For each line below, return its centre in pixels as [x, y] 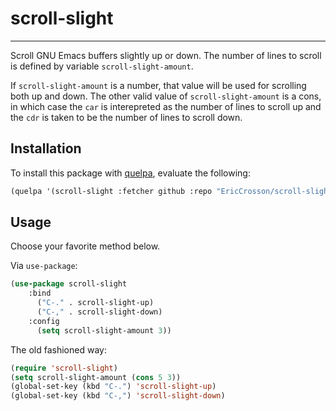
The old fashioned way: [58, 349]
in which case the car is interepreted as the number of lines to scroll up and [166, 106]
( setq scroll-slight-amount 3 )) [104, 330]
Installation [46, 148]
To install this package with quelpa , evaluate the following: [130, 173]
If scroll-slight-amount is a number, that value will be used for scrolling [158, 85]
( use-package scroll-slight [69, 284]
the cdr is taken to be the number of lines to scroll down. [126, 117]
